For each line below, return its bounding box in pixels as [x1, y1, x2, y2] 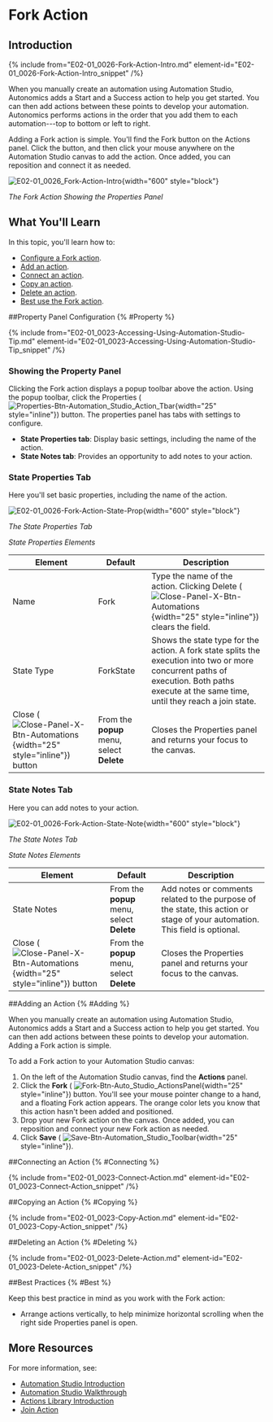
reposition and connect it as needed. [8, 160, 132, 170]
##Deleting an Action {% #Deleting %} [8, 1237, 138, 1247]
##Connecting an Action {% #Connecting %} [8, 1157, 160, 1166]
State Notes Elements [8, 850, 81, 860]
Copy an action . [19, 278, 74, 288]
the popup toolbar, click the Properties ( [8, 392, 142, 402]
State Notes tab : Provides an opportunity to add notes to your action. [19, 452, 253, 462]
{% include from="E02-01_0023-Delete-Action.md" [8, 1253, 181, 1262]
